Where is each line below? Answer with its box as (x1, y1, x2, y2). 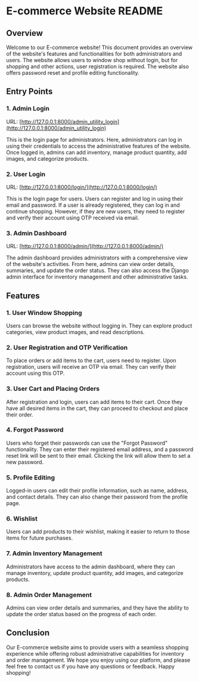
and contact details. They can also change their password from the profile (6, 493, 188, 500)
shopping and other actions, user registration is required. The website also (6, 63, 189, 70)
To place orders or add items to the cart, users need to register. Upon (6, 357, 177, 364)
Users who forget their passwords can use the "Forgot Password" (6, 439, 168, 446)
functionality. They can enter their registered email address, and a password (6, 445, 194, 452)
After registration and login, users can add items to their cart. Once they (6, 398, 183, 405)
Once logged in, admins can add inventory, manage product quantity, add (6, 148, 187, 156)
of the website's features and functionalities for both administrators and (6, 50, 182, 57)
